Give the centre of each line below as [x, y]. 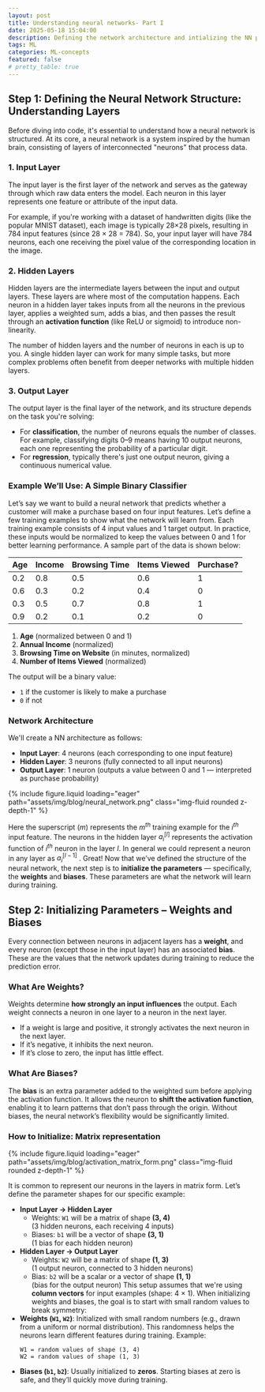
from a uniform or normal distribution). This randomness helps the [127, 1326]
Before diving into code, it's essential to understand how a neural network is [132, 130]
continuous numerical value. [65, 465]
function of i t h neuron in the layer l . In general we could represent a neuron [129, 848]
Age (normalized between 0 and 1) [76, 636]
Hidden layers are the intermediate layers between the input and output [124, 288]
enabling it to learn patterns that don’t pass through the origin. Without [123, 1108]
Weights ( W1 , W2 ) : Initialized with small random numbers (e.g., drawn [130, 1318]
